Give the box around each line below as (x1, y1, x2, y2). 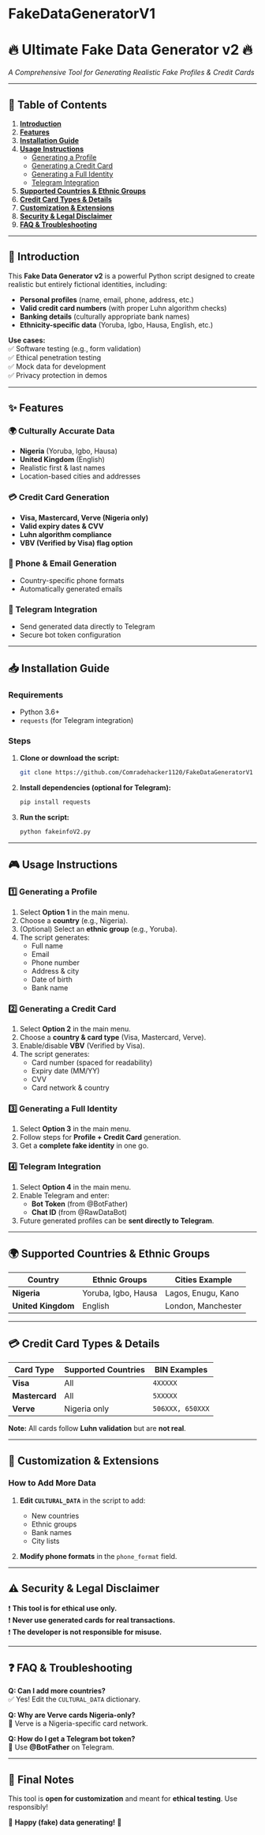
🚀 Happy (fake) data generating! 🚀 (8, 1818, 122, 1827)
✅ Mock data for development (8, 361, 106, 371)
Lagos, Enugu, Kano (165, 1288, 239, 1299)
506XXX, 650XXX (152, 1405, 210, 1413)
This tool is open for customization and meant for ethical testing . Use (8, 1794, 238, 1803)
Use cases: (8, 335, 46, 345)
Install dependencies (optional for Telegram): (19, 783, 171, 793)
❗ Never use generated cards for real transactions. (8, 1615, 176, 1625)
